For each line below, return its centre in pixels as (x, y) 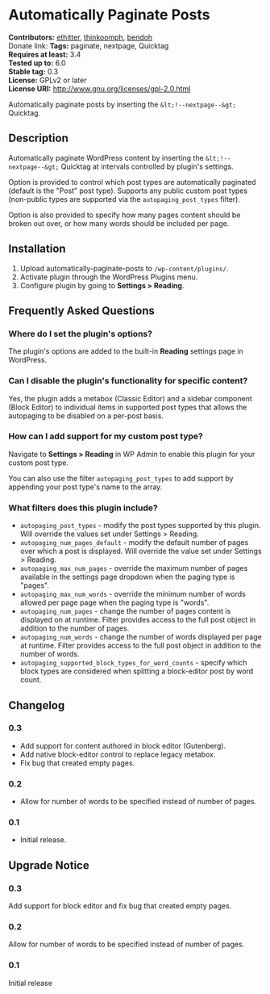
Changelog (37, 705)
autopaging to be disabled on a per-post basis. (86, 415)
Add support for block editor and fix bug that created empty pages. (120, 906)
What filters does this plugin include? (83, 508)
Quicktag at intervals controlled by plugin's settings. (147, 166)
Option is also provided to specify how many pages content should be (125, 215)
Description (38, 138)
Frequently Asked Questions (82, 310)
